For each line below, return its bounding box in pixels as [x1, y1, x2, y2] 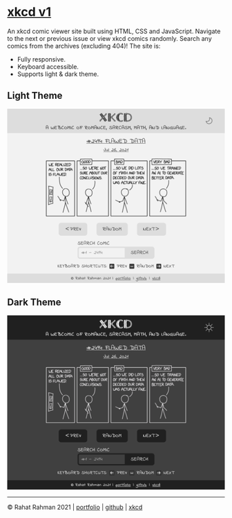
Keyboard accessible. [17, 62, 79, 71]
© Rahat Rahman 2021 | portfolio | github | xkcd [7, 503, 143, 511]
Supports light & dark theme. [17, 70, 99, 78]
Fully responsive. [17, 55, 66, 63]
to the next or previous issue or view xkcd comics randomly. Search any [7, 34, 212, 42]
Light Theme [7, 90, 63, 102]
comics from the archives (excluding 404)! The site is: [7, 41, 161, 50]
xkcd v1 [7, 4, 52, 20]
